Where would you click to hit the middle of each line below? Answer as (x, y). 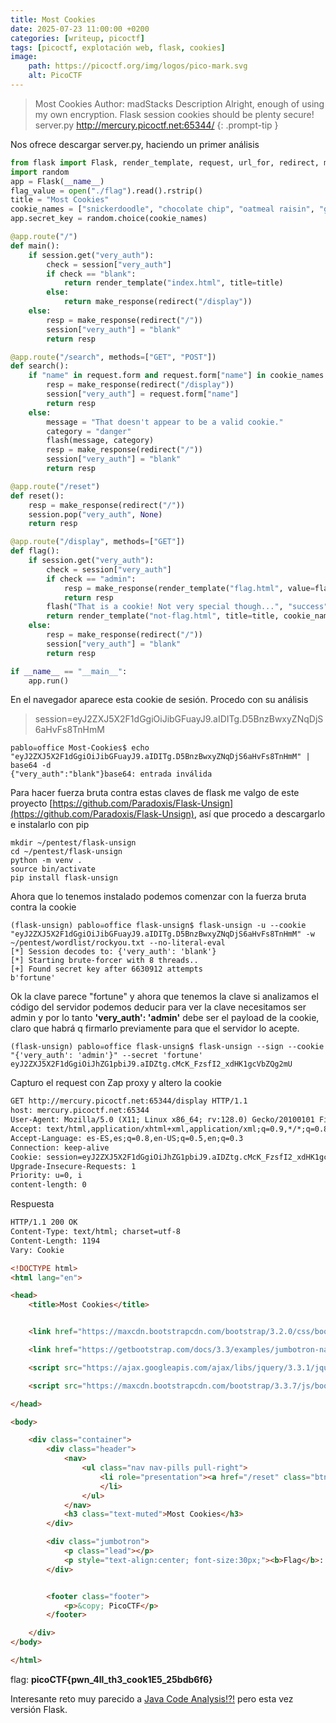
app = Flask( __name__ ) (57, 181)
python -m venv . (46, 861)
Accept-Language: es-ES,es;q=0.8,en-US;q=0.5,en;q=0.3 (127, 1138)
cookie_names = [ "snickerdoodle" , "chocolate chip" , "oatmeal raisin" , (162, 209)
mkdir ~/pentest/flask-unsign (73, 843)
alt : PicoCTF (55, 76)
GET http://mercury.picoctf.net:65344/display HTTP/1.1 (129, 1101)
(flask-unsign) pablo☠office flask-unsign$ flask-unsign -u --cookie (158, 926)
